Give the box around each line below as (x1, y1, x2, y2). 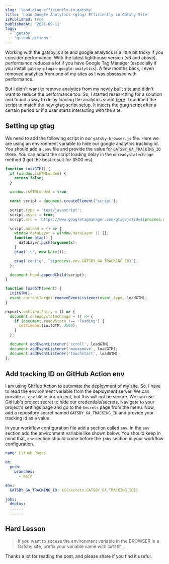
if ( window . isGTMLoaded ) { (10, 171, 66, 176)
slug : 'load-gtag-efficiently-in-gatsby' (5, 7, 94, 13)
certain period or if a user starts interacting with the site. (5, 107, 122, 113)
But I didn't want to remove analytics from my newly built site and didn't (5, 86, 154, 92)
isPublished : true (5, 17, 44, 22)
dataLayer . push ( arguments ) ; (18, 240, 78, 245)
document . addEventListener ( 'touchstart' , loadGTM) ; (10, 351, 121, 356)
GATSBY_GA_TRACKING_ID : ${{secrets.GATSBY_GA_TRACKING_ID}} (10, 487, 138, 492)
